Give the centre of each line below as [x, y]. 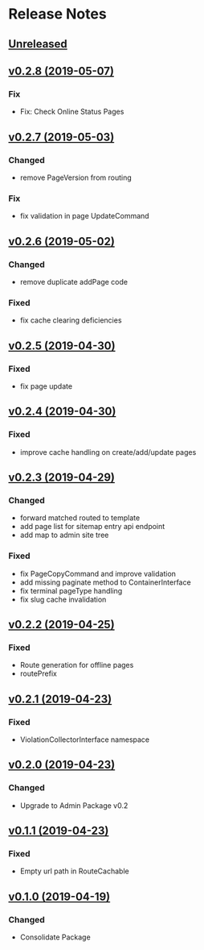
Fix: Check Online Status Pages [72, 112]
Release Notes [57, 14]
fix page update [46, 386]
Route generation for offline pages [77, 665]
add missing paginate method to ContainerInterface [105, 582]
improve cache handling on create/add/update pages [108, 452]
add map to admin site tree [64, 535]
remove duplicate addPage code [74, 281]
